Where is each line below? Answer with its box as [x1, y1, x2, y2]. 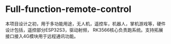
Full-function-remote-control [5, 3, 131, 15]
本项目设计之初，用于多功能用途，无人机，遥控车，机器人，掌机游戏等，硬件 [5, 20, 166, 26]
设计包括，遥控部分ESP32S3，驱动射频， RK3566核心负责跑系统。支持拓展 [5, 26, 163, 33]
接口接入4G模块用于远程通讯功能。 [5, 33, 79, 39]
